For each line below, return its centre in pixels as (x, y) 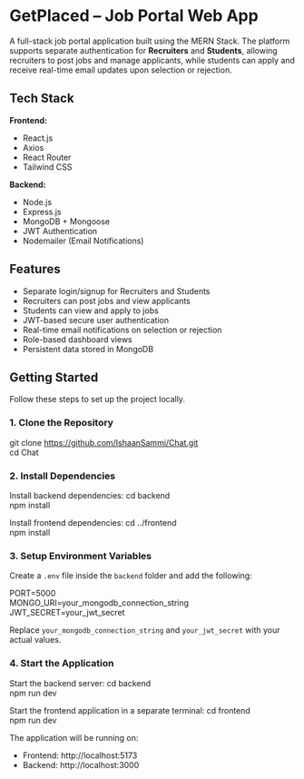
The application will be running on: (74, 737)
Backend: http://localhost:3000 (81, 764)
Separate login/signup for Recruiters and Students (116, 291)
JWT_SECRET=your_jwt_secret (67, 613)
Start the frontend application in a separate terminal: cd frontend (130, 710)
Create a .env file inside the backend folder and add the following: (131, 576)
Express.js (42, 212)
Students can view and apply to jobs (90, 311)
